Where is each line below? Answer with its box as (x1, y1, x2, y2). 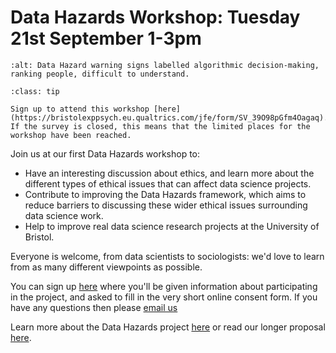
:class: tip (10, 86, 60, 96)
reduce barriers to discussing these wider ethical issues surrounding (24, 199, 308, 211)
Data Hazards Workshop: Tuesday (10, 6, 301, 29)
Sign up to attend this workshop (10, 104, 150, 114)
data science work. (24, 209, 104, 221)
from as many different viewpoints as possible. (10, 261, 203, 273)
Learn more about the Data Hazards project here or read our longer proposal (10, 321, 326, 333)
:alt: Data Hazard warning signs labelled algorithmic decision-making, (10, 60, 320, 70)
